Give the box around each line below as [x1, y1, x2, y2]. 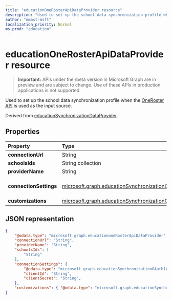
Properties [5, 127, 40, 136]
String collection [61, 159, 101, 166]
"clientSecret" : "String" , [24, 276, 81, 281]
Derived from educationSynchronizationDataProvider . [5, 113, 118, 119]
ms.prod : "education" [5, 27, 52, 32]
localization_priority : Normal [5, 22, 72, 27]
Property [8, 142, 30, 149]
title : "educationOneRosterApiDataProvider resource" [5, 7, 123, 13]
